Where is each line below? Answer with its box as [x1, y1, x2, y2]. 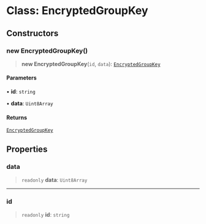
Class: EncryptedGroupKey [6, 4, 148, 18]
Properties [6, 144, 48, 154]
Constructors [6, 28, 59, 39]
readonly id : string [21, 211, 70, 218]
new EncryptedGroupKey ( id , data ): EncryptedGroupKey [21, 60, 161, 67]
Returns [6, 114, 28, 121]
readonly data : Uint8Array [21, 176, 88, 184]
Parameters [6, 74, 37, 81]
